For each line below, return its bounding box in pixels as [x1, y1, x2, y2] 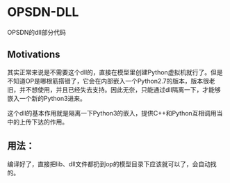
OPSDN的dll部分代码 [7, 28, 66, 36]
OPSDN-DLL [7, 4, 79, 20]
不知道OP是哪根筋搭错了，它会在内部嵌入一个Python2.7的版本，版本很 [7, 77, 210, 85]
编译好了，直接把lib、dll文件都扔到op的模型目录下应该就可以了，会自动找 [7, 159, 217, 168]
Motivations [7, 49, 60, 61]
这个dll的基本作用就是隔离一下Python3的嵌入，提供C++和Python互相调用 [7, 109, 217, 117]
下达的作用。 [31, 118, 68, 126]
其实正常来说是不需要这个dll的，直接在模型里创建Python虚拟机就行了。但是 [7, 67, 223, 77]
